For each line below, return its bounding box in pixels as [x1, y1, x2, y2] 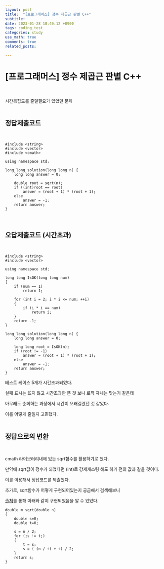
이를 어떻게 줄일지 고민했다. [5, 411, 58, 417]
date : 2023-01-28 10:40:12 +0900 [5, 21, 74, 26]
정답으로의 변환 [5, 432, 49, 441]
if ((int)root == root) [14, 185, 63, 190]
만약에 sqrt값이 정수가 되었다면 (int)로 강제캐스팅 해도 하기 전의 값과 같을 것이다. [5, 466, 160, 472]
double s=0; [14, 516, 39, 521]
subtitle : [5, 16, 26, 21]
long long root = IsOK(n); [14, 344, 70, 349]
